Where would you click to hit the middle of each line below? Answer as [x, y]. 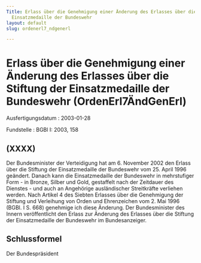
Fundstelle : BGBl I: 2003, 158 [42, 130]
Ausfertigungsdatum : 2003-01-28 [48, 118]
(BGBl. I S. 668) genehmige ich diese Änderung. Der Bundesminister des [95, 208]
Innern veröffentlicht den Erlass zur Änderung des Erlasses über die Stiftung [100, 214]
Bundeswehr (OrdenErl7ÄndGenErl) [96, 102]
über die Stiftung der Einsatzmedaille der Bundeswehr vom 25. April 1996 [96, 169]
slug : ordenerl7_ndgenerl [38, 28]
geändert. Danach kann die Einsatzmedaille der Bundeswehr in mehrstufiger [100, 176]
